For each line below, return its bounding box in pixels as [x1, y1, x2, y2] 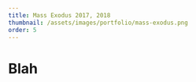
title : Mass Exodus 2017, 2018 [8, 11, 111, 20]
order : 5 [8, 26, 37, 34]
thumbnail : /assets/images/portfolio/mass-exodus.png [8, 19, 189, 27]
